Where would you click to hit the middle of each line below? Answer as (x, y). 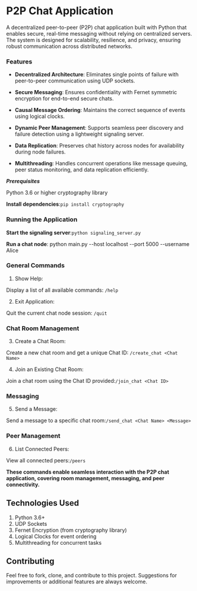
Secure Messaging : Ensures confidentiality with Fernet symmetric (96, 92)
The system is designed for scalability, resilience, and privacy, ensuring (93, 40)
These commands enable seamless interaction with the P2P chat (88, 472)
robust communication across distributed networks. (69, 46)
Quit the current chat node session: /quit (57, 313)
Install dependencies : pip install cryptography (65, 204)
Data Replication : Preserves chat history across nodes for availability (99, 146)
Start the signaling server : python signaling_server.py (74, 232)
